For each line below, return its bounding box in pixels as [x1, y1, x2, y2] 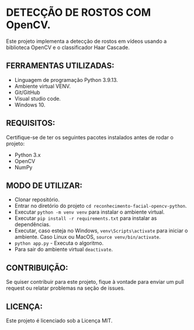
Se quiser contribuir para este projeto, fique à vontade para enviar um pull [6, 279, 184, 286]
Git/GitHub [14, 88, 40, 96]
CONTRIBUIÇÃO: [6, 263, 68, 273]
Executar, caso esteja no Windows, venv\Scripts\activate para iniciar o [14, 227, 188, 234]
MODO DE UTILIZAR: [6, 180, 83, 190]
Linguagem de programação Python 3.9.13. [14, 76, 118, 83]
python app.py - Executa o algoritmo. [14, 240, 104, 247]
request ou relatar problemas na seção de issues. [6, 284, 126, 292]
